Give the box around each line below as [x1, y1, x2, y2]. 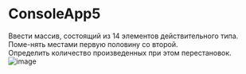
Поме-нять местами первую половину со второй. [8, 39, 178, 49]
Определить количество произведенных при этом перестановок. [8, 48, 232, 57]
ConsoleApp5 [8, 5, 101, 23]
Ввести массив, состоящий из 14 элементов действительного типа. [8, 31, 239, 41]
